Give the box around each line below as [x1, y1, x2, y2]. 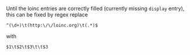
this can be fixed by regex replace [6, 11, 88, 18]
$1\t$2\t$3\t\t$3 [6, 44, 49, 50]
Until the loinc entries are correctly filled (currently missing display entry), [6, 5, 185, 12]
